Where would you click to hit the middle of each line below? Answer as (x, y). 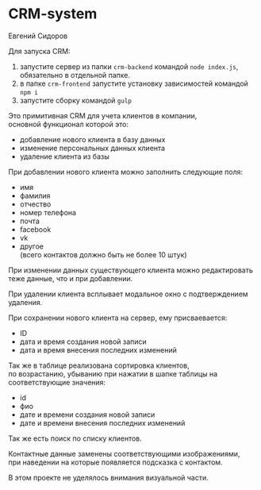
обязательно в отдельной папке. (75, 75)
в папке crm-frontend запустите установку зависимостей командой (134, 83)
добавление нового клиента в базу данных (92, 139)
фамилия (35, 195)
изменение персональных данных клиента (92, 148)
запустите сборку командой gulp (76, 100)
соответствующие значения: (57, 382)
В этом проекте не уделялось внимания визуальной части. (108, 477)
